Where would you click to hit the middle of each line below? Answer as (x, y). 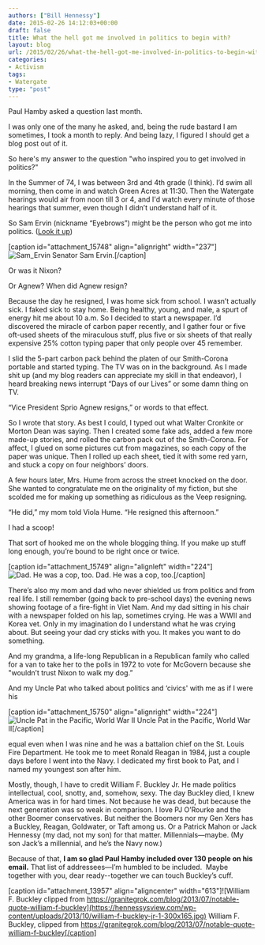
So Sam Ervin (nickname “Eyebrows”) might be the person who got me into (130, 223)
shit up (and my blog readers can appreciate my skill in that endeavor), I (125, 376)
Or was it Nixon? (35, 270)
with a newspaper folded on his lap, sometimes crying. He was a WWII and (130, 616)
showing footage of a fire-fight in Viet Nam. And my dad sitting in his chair (129, 607)
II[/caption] (26, 729)
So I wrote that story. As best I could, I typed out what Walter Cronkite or (126, 423)
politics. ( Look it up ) (41, 232)
